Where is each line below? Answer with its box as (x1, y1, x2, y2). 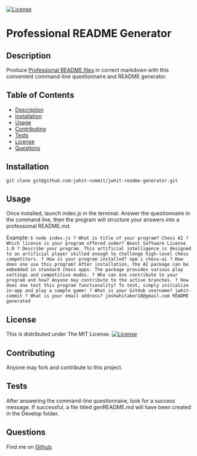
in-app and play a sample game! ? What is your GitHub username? (6, 288, 172, 294)
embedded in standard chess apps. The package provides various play (6, 267, 184, 273)
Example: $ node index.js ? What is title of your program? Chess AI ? (6, 234, 189, 241)
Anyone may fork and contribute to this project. (6, 364, 123, 371)
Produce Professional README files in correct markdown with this (6, 67, 169, 73)
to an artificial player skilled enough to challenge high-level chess (6, 251, 189, 257)
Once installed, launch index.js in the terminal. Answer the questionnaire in (6, 210, 190, 217)
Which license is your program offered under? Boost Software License (6, 241, 186, 247)
